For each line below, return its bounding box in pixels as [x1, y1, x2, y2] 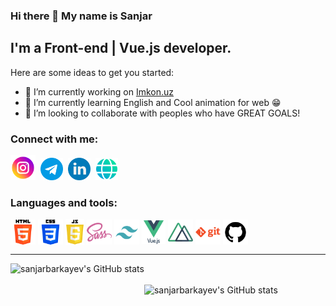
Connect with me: [10, 132, 99, 146]
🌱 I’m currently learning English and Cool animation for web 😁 [24, 96, 282, 108]
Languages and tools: [10, 195, 118, 209]
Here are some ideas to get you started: [10, 66, 175, 78]
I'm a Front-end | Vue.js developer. [10, 40, 232, 57]
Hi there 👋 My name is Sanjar [10, 9, 153, 23]
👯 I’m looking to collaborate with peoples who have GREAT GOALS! [24, 107, 301, 119]
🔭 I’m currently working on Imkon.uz [24, 85, 174, 98]
